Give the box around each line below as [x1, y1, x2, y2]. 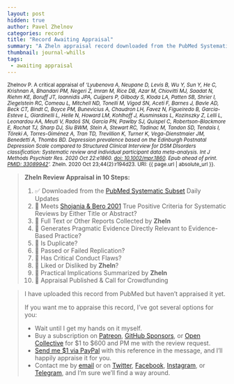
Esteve [7, 112, 24, 119]
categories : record [7, 29, 64, 37]
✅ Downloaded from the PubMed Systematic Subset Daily [34, 186, 201, 195]
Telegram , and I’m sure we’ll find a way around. [34, 368, 171, 377]
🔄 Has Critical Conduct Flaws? [34, 253, 122, 262]
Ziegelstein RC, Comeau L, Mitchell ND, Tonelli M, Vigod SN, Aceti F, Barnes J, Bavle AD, [7, 99, 219, 107]
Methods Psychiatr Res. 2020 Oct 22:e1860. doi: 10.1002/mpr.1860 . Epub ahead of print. [7, 154, 218, 161]
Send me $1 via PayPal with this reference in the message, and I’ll [34, 346, 223, 355]
